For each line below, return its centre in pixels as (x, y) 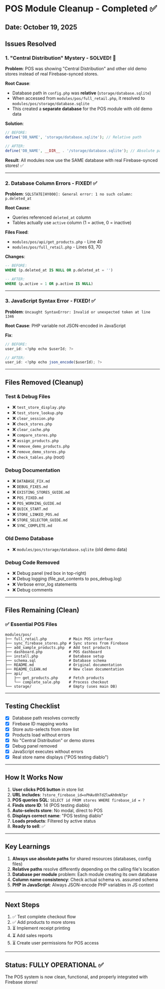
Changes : (15, 257)
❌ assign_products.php (35, 440)
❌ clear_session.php (33, 418)
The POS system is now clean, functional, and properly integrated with (77, 977)
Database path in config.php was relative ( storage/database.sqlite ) (82, 93)
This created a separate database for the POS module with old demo (82, 109)
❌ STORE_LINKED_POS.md (35, 514)
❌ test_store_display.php (39, 407)
